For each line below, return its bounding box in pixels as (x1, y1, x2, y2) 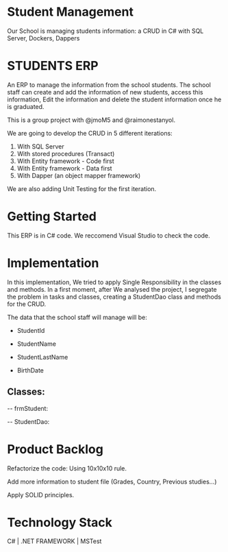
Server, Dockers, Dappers (7, 34, 80, 42)
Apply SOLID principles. (7, 490, 75, 499)
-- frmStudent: (7, 404, 49, 412)
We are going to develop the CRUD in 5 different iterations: (7, 129, 173, 137)
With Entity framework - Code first (16, 157, 114, 165)
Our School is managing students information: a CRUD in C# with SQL (7, 27, 204, 35)
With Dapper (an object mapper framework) (16, 171, 141, 179)
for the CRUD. (7, 299, 47, 308)
